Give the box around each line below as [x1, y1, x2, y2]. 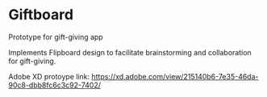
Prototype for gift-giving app [8, 32, 103, 42]
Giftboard [8, 6, 74, 24]
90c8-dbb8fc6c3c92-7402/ [8, 80, 101, 90]
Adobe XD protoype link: [8, 71, 90, 81]
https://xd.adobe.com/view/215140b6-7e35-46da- [91, 71, 259, 81]
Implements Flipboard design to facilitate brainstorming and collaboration [8, 47, 252, 57]
